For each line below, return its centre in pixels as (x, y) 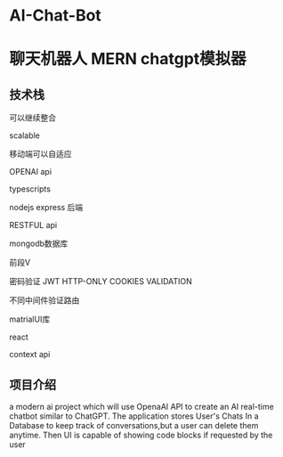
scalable (24, 135)
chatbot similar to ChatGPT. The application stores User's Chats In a (134, 416)
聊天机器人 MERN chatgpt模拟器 (128, 59)
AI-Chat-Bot (56, 16)
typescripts (30, 189)
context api (30, 355)
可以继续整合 (32, 118)
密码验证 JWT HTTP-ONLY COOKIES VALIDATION (101, 282)
